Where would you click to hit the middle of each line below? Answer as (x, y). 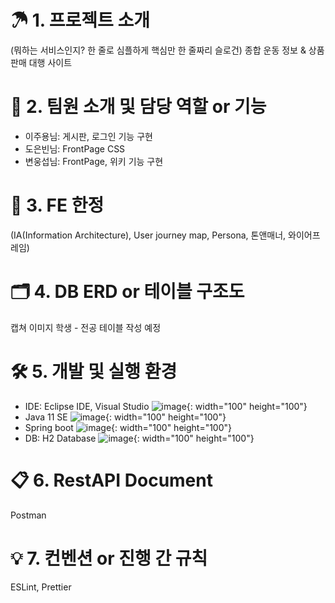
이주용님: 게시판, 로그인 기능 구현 (88, 136)
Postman (28, 515)
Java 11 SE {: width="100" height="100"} (125, 417)
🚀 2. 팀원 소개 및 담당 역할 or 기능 (138, 107)
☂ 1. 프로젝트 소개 (80, 20)
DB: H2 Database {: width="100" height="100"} (139, 438)
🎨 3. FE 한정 (57, 205)
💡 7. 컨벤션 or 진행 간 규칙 (109, 558)
